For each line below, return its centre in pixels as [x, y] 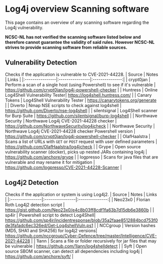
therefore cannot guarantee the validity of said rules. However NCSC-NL [80, 42]
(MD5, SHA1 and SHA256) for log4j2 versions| [51, 230]
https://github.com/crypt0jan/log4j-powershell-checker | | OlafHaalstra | [78, 136]
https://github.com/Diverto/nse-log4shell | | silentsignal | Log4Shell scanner [81, 110]
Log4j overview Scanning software [77, 9]
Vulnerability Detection [41, 62]
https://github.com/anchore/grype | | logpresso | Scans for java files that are [81, 157]
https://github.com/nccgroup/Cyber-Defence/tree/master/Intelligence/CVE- [81, 236]
